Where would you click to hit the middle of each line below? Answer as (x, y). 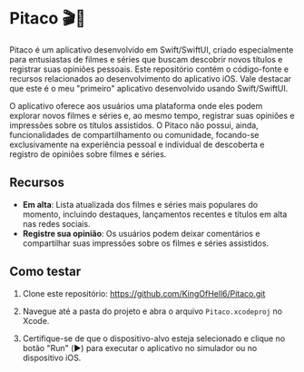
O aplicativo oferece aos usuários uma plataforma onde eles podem (136, 105)
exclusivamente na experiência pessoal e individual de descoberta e (137, 144)
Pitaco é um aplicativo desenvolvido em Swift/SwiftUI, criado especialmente (152, 49)
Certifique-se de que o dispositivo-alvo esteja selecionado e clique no (154, 338)
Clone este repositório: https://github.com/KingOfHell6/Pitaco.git (144, 293)
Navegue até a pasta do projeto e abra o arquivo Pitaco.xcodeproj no (152, 311)
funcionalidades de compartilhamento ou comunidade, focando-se (135, 134)
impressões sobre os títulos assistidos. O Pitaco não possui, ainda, (134, 125)
